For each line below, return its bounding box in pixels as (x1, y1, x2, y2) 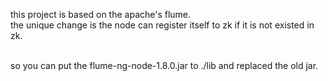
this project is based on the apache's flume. (10, 9, 192, 20)
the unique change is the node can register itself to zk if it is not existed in (10, 19, 315, 31)
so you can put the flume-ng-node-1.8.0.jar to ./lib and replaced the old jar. (10, 60, 319, 71)
